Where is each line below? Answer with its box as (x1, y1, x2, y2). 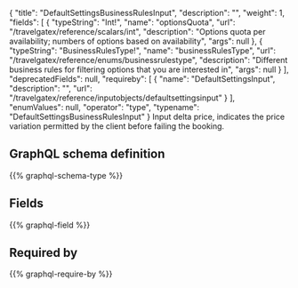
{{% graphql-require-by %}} (9, 268, 113, 279)
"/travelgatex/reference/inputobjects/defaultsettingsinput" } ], (9, 92, 236, 103)
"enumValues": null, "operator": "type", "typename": (9, 102, 200, 112)
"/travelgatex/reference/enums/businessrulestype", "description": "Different (9, 55, 288, 65)
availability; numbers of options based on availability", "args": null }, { (9, 36, 263, 46)
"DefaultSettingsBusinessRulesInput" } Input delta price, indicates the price (9, 111, 286, 122)
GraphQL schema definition (9, 147, 165, 162)
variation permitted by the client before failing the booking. (9, 121, 225, 132)
